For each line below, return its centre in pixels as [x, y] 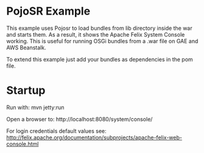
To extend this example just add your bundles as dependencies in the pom [100, 59]
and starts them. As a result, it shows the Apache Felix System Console [96, 34]
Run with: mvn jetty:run [36, 107]
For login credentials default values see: [56, 131]
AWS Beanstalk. [26, 48]
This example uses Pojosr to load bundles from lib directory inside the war [100, 28]
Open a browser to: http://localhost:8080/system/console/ [79, 119]
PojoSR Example [48, 11]
